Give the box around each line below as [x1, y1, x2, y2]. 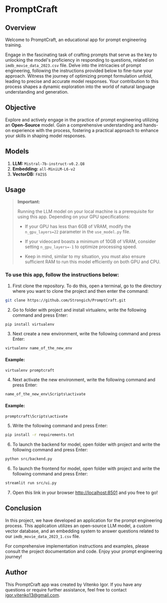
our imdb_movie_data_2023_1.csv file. [5, 533, 81, 539]
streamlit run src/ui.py [5, 480, 57, 486]
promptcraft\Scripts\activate [5, 414, 68, 419]
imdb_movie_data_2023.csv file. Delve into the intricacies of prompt [5, 63, 141, 68]
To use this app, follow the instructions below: [5, 271, 120, 278]
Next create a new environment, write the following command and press [12, 331, 161, 337]
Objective [5, 104, 36, 112]
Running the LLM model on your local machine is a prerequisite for [17, 209, 154, 215]
